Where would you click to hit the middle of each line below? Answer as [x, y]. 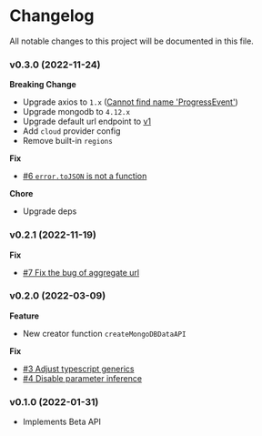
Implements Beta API [62, 422]
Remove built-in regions [68, 141]
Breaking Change [43, 85]
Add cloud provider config [71, 131]
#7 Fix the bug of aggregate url [81, 272]
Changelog [52, 16]
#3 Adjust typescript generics [78, 369]
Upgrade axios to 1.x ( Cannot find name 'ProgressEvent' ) [130, 102]
